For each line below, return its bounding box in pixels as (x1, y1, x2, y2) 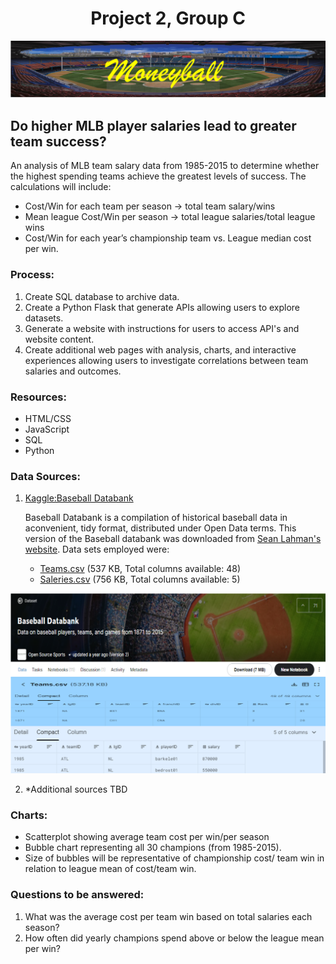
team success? (10, 133, 107, 150)
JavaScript (24, 423, 70, 435)
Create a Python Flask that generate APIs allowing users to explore (24, 301, 301, 313)
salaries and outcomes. (24, 365, 122, 377)
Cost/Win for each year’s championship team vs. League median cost (24, 232, 312, 244)
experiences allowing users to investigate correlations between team (24, 354, 309, 366)
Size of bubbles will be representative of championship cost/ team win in (24, 852, 325, 864)
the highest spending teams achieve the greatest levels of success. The (10, 170, 307, 182)
